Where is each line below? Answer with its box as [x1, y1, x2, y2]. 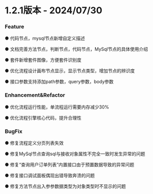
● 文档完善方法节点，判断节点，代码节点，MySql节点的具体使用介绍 [5, 46, 148, 52]
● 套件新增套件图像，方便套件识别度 [5, 57, 82, 63]
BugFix [5, 128, 22, 135]
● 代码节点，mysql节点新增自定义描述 [5, 35, 85, 41]
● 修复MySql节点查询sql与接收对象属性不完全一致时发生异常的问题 [5, 151, 145, 157]
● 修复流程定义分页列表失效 [5, 140, 64, 146]
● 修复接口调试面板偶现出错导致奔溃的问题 [5, 173, 95, 179]
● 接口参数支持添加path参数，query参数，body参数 [5, 78, 114, 85]
